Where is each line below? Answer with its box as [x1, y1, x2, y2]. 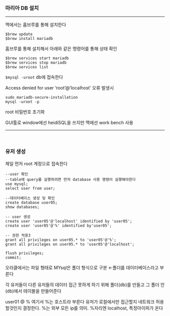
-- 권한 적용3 [5, 233, 31, 238]
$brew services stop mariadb [5, 60, 67, 65]
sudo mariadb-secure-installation [5, 95, 78, 100]
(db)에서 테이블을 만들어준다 [5, 288, 62, 294]
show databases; [5, 204, 39, 209]
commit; [5, 255, 22, 260]
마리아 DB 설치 [5, 4, 39, 11]
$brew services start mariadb [5, 56, 69, 61]
